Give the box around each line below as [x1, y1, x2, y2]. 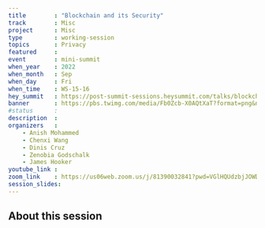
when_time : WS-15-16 [8, 84, 90, 93]
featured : [8, 48, 58, 56]
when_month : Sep [8, 70, 73, 78]
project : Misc [8, 26, 77, 34]
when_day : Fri [8, 77, 73, 85]
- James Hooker [22, 159, 73, 166]
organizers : [8, 121, 58, 129]
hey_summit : [8, 92, 58, 100]
